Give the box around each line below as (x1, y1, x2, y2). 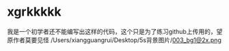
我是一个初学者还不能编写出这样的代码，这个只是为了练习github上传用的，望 (7, 27, 223, 35)
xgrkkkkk (7, 4, 62, 20)
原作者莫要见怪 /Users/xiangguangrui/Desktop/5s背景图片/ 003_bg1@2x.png (7, 35, 222, 44)
